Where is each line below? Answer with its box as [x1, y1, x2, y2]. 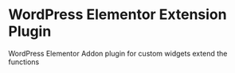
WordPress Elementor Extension [8, 6, 227, 24]
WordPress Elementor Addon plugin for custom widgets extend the [8, 48, 228, 58]
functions [8, 57, 40, 67]
